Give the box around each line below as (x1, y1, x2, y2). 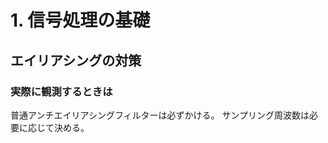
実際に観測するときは (10, 84, 113, 98)
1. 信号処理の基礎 (10, 9, 151, 32)
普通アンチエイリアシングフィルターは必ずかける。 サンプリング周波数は (10, 109, 310, 121)
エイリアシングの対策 (10, 52, 142, 69)
